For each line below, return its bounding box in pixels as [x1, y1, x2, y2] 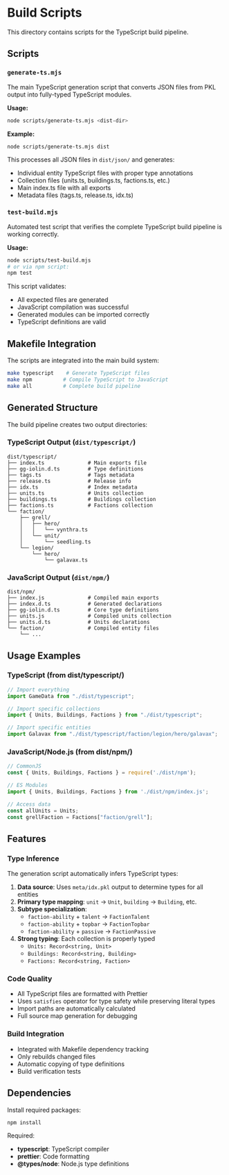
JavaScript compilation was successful [17, 303, 129, 312]
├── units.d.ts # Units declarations [7, 619, 150, 626]
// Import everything [7, 686, 70, 693]
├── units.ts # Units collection [7, 489, 144, 497]
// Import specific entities [7, 724, 91, 732]
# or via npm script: [7, 263, 70, 270]
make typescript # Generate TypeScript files [7, 370, 150, 377]
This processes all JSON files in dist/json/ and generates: [7, 155, 175, 164]
